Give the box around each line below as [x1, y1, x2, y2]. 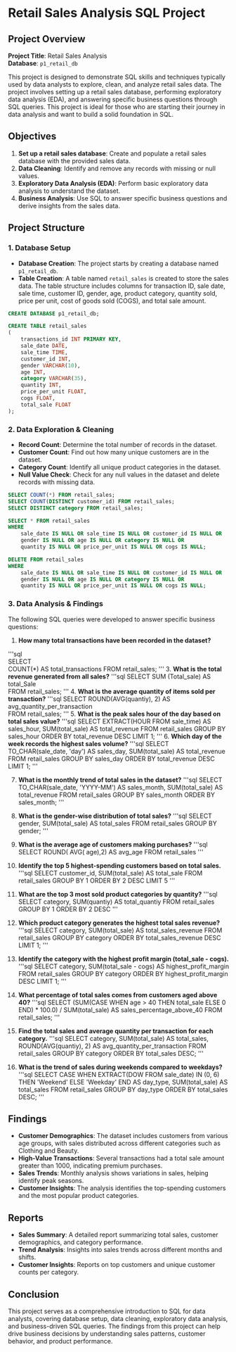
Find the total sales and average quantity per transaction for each [18, 1026, 214, 1035]
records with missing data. [18, 477, 96, 486]
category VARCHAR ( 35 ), [20, 375, 87, 382]
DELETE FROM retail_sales [8, 556, 84, 563]
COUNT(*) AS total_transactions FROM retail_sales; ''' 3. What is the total [8, 664, 222, 673]
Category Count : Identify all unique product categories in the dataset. [18, 462, 221, 471]
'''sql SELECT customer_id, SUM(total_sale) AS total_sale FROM [18, 868, 203, 877]
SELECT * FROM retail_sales [8, 517, 91, 524]
